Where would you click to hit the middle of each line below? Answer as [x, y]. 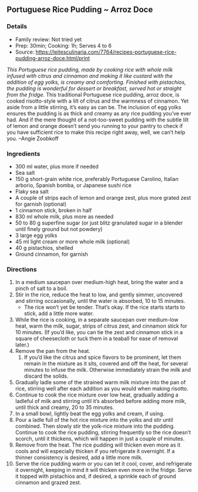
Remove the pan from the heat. [53, 351]
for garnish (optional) [41, 204]
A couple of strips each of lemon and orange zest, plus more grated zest [103, 197]
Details [17, 27]
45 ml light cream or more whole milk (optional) [72, 242]
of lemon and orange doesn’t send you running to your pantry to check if [95, 126]
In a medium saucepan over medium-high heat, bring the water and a [99, 282]
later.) [22, 345]
